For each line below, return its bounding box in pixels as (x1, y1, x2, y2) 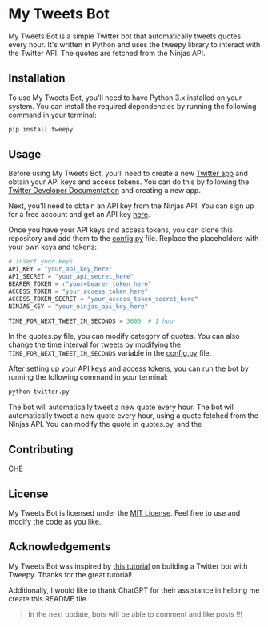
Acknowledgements (8, 540, 111, 553)
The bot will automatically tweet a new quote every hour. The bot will (8, 402, 235, 412)
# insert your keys (8, 258, 74, 266)
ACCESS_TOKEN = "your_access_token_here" (8, 287, 149, 295)
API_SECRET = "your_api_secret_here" (8, 273, 134, 281)
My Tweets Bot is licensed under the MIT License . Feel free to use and (8, 508, 241, 517)
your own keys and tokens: (8, 242, 98, 252)
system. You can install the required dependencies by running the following (8, 101, 257, 111)
